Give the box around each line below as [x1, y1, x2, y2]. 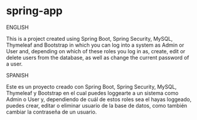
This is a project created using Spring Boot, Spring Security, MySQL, [6, 35, 173, 42]
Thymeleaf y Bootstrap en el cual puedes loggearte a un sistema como [6, 89, 179, 96]
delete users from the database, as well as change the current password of [6, 54, 189, 61]
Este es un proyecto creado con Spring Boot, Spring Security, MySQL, [6, 83, 177, 90]
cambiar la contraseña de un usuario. [6, 108, 97, 115]
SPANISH [6, 72, 29, 79]
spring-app [6, 4, 63, 18]
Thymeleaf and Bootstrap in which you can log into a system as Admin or [6, 41, 185, 48]
